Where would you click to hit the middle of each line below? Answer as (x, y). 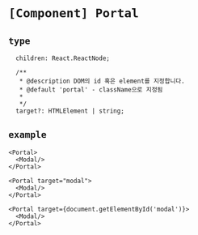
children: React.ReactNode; (63, 58)
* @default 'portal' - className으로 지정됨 (91, 90)
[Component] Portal (74, 13)
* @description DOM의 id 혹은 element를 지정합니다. (102, 81)
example (27, 135)
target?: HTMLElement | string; (70, 111)
